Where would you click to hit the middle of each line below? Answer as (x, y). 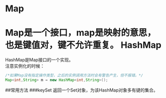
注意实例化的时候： (25, 66)
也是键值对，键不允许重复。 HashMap (83, 45)
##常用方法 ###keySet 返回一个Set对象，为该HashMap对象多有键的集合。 (82, 90)
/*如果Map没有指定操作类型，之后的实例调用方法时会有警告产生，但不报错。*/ (74, 75)
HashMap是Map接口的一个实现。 (39, 60)
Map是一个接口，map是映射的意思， (81, 33)
